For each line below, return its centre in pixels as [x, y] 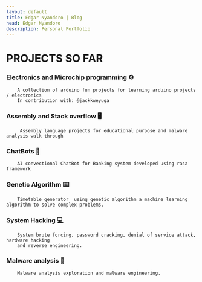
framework [19, 169]
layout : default [27, 12]
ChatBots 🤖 [23, 151]
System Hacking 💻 [35, 220]
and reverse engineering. [50, 245]
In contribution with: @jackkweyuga [64, 100]
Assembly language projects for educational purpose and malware [104, 131]
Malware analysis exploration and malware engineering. [89, 273]
